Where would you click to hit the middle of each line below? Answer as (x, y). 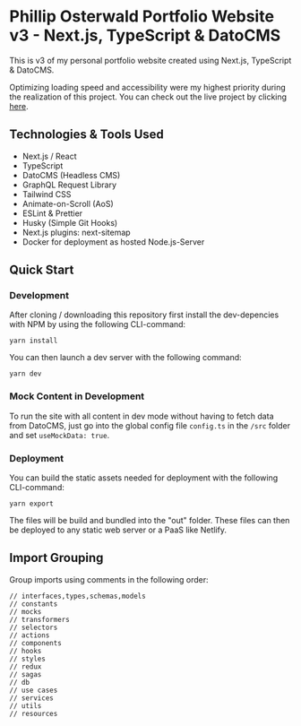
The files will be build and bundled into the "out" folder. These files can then (150, 521)
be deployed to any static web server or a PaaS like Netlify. (118, 530)
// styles (28, 659)
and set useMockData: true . (60, 435)
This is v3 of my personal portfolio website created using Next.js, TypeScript (150, 60)
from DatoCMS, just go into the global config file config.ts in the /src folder (150, 425)
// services (31, 698)
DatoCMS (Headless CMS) (71, 175)
